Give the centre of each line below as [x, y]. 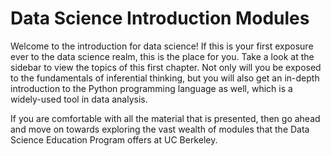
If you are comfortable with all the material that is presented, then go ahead [165, 118]
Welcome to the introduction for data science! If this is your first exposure [162, 46]
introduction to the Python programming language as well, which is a [151, 88]
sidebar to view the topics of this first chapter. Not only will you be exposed [166, 67]
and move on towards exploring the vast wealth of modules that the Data [160, 129]
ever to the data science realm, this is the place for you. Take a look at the [162, 56]
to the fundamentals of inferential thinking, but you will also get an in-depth [165, 78]
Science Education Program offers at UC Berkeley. [114, 139]
